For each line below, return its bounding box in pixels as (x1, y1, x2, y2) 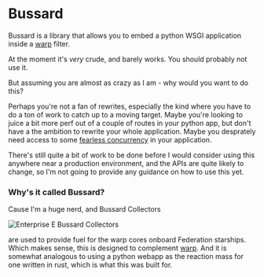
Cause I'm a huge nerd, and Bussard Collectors (8, 205, 161, 214)
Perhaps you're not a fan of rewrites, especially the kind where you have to (8, 102, 251, 111)
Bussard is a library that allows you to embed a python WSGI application (8, 31, 242, 40)
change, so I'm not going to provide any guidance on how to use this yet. (8, 167, 244, 176)
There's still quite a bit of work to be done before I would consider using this (8, 150, 255, 160)
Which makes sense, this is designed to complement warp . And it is (8, 243, 227, 253)
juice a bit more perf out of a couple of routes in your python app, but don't (8, 118, 251, 127)
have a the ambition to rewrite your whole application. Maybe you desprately (8, 127, 256, 136)
